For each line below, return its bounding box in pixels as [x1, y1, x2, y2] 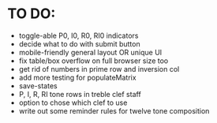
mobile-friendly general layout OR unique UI [18, 47, 163, 57]
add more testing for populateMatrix [18, 73, 137, 82]
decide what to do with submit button [18, 39, 140, 48]
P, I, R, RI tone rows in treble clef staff [18, 89, 141, 99]
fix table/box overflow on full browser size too [18, 56, 169, 65]
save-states [18, 80, 58, 91]
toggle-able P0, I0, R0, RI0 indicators [18, 31, 139, 40]
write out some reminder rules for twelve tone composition [18, 106, 210, 115]
